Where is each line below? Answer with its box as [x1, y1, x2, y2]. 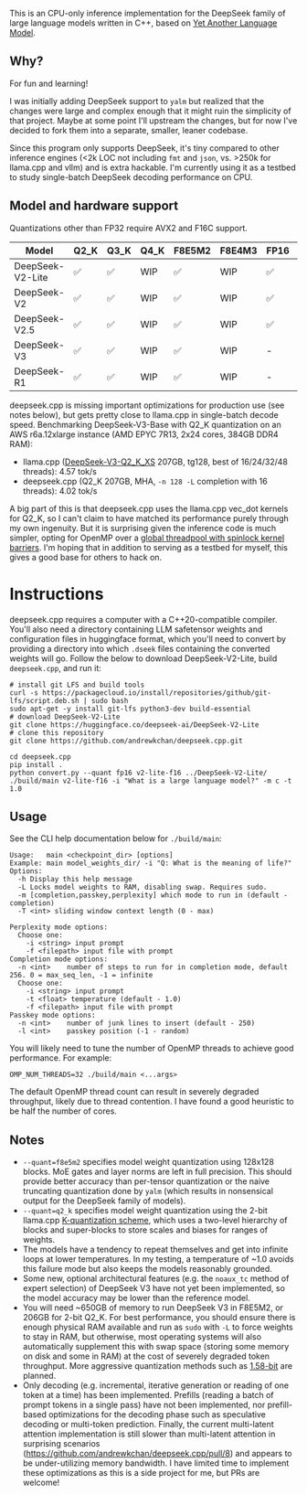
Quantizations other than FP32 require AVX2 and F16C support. [9, 222, 249, 233]
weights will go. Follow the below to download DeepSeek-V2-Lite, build [9, 653, 278, 664]
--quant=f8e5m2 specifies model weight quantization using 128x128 [22, 1157, 274, 1168]
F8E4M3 [219, 244, 258, 257]
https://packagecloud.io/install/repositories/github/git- [42, 688, 272, 698]
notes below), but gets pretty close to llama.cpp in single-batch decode [9, 409, 279, 420]
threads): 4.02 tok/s [22, 485, 98, 497]
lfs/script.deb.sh [9, 696, 79, 705]
